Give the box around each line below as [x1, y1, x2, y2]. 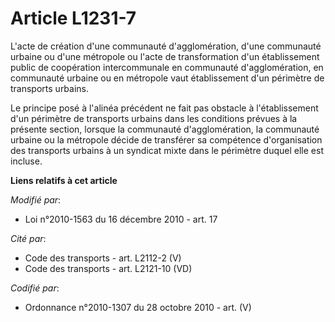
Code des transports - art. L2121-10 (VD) [24, 262, 193, 274]
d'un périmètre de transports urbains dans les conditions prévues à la [10, 112, 298, 124]
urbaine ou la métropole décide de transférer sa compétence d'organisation [10, 133, 323, 146]
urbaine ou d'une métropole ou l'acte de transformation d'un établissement [10, 50, 320, 62]
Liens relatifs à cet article [10, 174, 118, 186]
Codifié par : [10, 282, 60, 294]
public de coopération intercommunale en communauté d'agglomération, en [10, 61, 324, 73]
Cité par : [10, 232, 47, 244]
